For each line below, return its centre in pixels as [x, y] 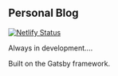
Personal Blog [43, 13]
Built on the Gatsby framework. [59, 63]
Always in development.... [51, 48]
